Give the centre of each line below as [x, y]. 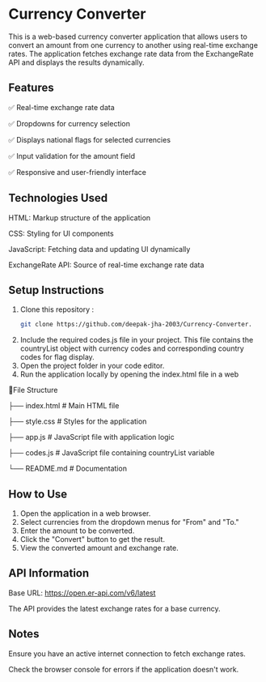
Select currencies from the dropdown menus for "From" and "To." [129, 522]
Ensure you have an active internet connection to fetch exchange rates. [127, 654]
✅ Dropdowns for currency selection [70, 123]
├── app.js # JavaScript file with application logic [92, 437]
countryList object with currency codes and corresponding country [132, 348]
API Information [49, 573]
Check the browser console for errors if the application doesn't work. [124, 669]
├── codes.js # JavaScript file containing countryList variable [112, 453]
